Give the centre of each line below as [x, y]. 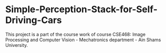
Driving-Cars [34, 20]
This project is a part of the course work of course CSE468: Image [76, 34]
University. [17, 45]
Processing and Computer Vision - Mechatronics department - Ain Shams [83, 40]
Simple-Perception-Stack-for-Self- [81, 9]
